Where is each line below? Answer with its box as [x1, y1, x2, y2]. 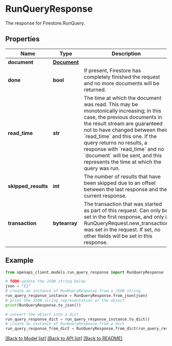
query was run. [83, 165, 120, 172]
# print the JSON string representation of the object [5, 297, 125, 303]
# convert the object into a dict [5, 312, 79, 317]
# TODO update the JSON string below [5, 279, 86, 284]
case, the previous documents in [83, 113, 162, 121]
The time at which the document [83, 94, 162, 101]
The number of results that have [83, 173, 161, 180]
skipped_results [8, 182, 48, 190]
